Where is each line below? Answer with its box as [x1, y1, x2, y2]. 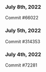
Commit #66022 [5, 15, 39, 21]
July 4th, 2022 [5, 51, 42, 58]
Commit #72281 [5, 62, 38, 68]
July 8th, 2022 [5, 3, 41, 10]
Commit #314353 [5, 38, 41, 44]
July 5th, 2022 [5, 27, 41, 34]
